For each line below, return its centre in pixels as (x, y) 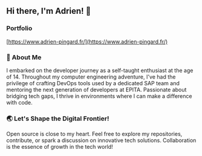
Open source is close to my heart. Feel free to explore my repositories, (94, 134)
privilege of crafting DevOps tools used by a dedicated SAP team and (93, 83)
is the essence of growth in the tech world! (60, 147)
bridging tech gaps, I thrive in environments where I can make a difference (99, 96)
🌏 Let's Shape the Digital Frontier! (58, 119)
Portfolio (19, 28)
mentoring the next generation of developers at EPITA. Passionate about (96, 89)
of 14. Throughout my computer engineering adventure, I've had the (91, 77)
